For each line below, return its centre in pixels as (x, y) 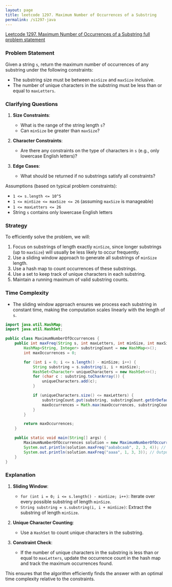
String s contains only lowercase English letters (62, 212)
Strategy (16, 225)
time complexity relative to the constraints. (50, 579)
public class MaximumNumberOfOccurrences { (52, 339)
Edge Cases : (26, 166)
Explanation (20, 475)
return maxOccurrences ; (49, 424)
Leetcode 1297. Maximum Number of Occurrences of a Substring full (78, 34)
